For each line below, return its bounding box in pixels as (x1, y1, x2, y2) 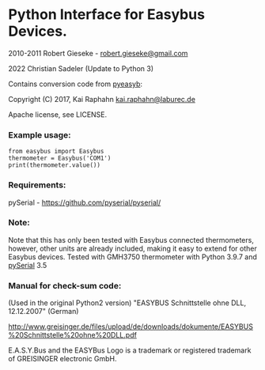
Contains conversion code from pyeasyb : (8, 79, 143, 89)
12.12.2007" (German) (8, 307, 79, 316)
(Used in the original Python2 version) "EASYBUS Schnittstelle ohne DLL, (8, 298, 247, 308)
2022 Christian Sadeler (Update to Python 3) (8, 63, 154, 73)
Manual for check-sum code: (8, 280, 122, 291)
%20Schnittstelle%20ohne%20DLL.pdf (8, 330, 137, 340)
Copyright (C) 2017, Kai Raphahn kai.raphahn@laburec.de (8, 94, 196, 104)
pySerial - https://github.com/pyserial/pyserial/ (8, 198, 161, 207)
